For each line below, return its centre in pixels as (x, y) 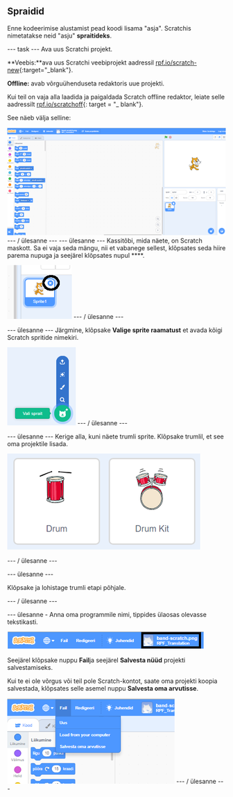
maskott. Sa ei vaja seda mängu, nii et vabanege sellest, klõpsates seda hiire (116, 248)
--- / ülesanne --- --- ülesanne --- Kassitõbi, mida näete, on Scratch (105, 240)
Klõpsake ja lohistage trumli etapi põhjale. (67, 587)
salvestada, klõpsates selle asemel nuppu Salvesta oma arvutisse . (103, 688)
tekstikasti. (23, 622)
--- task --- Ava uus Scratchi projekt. (60, 49)
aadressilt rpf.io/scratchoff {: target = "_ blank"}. (75, 104)
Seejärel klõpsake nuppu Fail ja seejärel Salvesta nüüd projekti (96, 660)
